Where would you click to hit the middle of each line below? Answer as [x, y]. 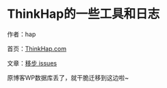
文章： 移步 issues [32, 63]
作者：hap [22, 34]
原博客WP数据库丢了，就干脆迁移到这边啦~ [68, 77]
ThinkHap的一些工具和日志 [83, 14]
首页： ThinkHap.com [37, 48]
